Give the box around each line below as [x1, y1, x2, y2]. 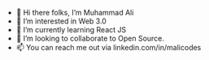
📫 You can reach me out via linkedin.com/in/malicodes [15, 43, 202, 52]
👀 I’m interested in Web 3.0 [15, 16, 107, 26]
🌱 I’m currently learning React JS [15, 25, 127, 34]
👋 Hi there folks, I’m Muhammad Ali [15, 8, 134, 17]
